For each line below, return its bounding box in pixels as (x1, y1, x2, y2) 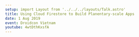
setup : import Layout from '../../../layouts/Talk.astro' (5, 7, 126, 12)
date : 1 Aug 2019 (5, 16, 41, 21)
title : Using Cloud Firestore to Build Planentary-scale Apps (5, 12, 135, 16)
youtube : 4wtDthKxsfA (5, 25, 49, 30)
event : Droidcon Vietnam (5, 20, 56, 25)
